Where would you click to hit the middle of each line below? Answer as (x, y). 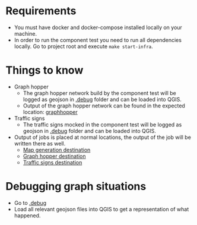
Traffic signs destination (53, 162)
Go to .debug (30, 202)
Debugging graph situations (76, 187)
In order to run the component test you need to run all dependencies (98, 40)
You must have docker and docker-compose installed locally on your (98, 27)
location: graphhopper (50, 112)
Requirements (41, 11)
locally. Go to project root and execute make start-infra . (84, 46)
